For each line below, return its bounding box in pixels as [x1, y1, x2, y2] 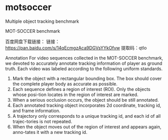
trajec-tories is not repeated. [12, 118, 72, 124]
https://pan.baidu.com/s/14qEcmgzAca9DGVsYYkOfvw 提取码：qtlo [5, 44, 147, 51]
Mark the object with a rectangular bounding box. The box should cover [12, 75, 162, 81]
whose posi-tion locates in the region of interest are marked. [12, 91, 139, 98]
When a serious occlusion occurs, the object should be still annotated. [12, 97, 159, 103]
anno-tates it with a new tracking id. [12, 129, 87, 135]
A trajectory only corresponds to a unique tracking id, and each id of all [12, 113, 161, 119]
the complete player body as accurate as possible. [12, 80, 118, 87]
